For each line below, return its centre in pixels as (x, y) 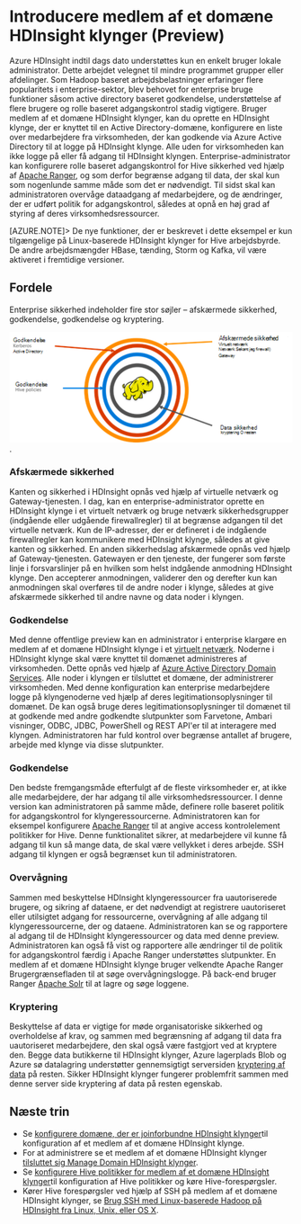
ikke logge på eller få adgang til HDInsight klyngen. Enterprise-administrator (150, 156)
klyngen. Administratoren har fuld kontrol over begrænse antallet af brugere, (150, 736)
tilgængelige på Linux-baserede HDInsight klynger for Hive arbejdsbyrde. (145, 240)
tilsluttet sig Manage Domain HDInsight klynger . (110, 1162)
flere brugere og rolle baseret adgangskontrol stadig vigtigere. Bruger (138, 108)
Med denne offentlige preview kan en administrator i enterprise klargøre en (148, 639)
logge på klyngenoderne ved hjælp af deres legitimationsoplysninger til (141, 697)
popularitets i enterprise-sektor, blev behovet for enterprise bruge (131, 89)
